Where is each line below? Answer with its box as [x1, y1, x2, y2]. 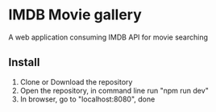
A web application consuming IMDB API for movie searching [8, 32, 208, 42]
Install [8, 56, 40, 69]
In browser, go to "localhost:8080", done [19, 94, 156, 104]
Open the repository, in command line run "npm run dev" [19, 85, 210, 95]
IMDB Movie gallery [8, 6, 143, 24]
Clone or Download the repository [19, 77, 133, 86]
